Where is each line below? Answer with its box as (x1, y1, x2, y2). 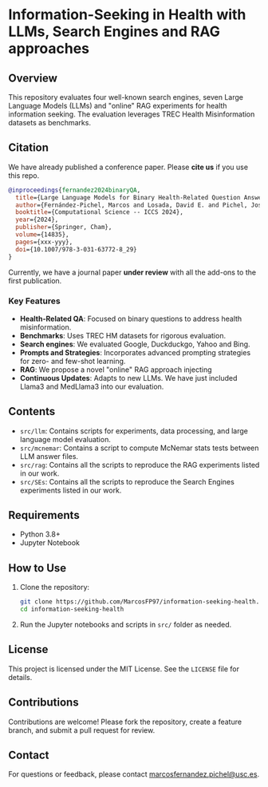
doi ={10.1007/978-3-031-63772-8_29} (15, 245, 137, 253)
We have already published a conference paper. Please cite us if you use (8, 162, 249, 172)
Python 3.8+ (19, 529, 61, 540)
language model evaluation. (19, 434, 112, 444)
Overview (8, 71, 58, 85)
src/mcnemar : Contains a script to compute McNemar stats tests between (19, 443, 259, 453)
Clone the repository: (19, 583, 90, 592)
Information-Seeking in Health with (8, 6, 246, 24)
